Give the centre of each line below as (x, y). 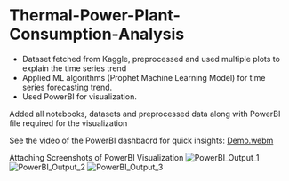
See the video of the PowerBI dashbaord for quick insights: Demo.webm (141, 140)
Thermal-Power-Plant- (95, 16)
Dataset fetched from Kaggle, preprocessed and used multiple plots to (151, 59)
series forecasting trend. (67, 87)
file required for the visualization (68, 123)
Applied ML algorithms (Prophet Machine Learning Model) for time (144, 77)
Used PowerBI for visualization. (80, 96)
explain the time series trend (74, 68)
